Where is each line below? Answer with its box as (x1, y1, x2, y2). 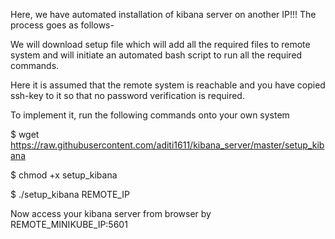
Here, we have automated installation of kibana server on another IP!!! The (10, 9, 317, 20)
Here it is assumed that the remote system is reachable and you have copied (10, 79, 326, 91)
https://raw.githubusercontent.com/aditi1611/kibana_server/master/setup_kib (10, 139, 325, 151)
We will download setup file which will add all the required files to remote (10, 39, 311, 50)
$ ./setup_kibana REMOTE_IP (10, 189, 130, 200)
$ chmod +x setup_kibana (10, 169, 118, 181)
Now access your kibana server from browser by (10, 208, 212, 219)
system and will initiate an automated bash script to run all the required (10, 49, 303, 61)
